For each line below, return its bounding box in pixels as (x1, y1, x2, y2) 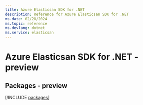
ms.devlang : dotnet (5, 26, 45, 31)
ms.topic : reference (5, 21, 48, 26)
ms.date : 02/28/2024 (5, 16, 48, 21)
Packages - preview (5, 81, 68, 90)
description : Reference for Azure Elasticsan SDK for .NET (5, 12, 129, 17)
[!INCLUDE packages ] (5, 95, 50, 100)
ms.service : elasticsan (5, 30, 54, 35)
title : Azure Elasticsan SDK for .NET (5, 7, 85, 12)
